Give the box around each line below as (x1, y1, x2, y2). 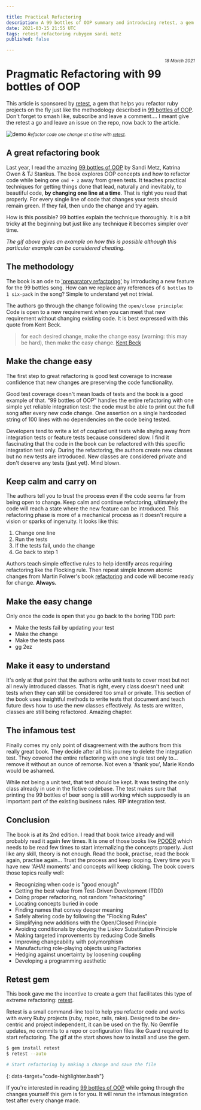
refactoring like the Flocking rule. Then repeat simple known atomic (6, 567, 173, 574)
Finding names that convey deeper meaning (14, 906, 124, 914)
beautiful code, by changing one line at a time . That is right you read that (6, 189, 187, 196)
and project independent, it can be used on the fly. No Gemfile (25, 1021, 178, 1028)
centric (6, 1021, 24, 1028)
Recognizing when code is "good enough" (14, 881, 120, 888)
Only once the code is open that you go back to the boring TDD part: (6, 612, 175, 620)
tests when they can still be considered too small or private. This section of (6, 689, 191, 696)
